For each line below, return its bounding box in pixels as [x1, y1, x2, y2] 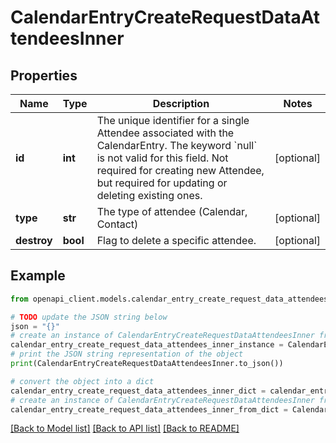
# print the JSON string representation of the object [10, 349, 244, 360]
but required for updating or [96, 176, 228, 190]
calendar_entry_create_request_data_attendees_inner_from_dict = [10, 404, 288, 415]
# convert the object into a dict [10, 376, 155, 386]
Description [152, 97, 210, 110]
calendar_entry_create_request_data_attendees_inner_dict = [10, 386, 267, 396]
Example [10, 267, 66, 285]
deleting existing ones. [96, 189, 203, 202]
